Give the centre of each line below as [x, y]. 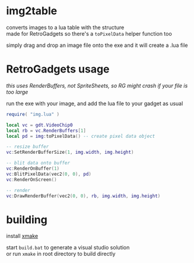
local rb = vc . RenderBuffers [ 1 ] [46, 131]
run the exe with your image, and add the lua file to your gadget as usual [95, 103]
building [27, 219]
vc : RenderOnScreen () [32, 179]
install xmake [22, 236]
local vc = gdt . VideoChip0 [39, 125]
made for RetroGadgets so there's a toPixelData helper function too [89, 33]
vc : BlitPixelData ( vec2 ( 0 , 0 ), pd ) [49, 174]
